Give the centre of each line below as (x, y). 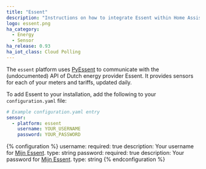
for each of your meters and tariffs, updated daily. (69, 82)
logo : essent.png (29, 23)
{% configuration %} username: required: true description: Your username (100, 146)
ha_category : (23, 29)
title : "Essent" (27, 12)
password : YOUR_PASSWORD (49, 135)
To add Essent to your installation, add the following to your (81, 94)
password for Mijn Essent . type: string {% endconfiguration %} (86, 159)
